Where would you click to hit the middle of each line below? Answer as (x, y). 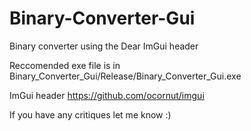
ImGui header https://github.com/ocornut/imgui (107, 95)
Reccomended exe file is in (65, 65)
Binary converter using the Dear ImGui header (104, 46)
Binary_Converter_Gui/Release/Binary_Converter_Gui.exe (125, 76)
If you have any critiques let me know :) (90, 114)
